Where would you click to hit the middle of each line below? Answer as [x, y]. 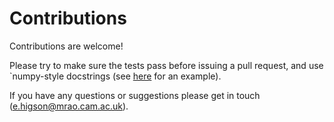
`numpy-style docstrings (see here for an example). [115, 76]
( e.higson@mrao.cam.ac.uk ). [69, 106]
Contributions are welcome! [66, 46]
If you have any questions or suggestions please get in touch [135, 95]
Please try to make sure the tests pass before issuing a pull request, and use [166, 65]
